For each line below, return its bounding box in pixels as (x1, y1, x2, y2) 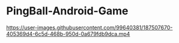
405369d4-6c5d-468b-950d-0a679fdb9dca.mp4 (6, 30, 130, 37)
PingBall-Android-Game (6, 4, 129, 18)
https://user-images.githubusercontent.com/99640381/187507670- (6, 24, 173, 31)
